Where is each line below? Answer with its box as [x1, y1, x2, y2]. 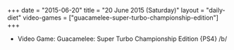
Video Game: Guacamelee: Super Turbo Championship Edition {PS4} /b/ [17, 35, 228, 43]
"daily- [206, 6, 226, 14]
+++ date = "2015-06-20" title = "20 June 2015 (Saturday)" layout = [7, 6, 205, 14]
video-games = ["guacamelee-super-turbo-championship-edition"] [23, 13, 218, 22]
